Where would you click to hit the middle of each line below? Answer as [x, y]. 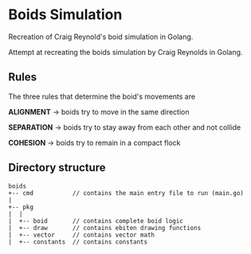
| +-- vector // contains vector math [82, 235]
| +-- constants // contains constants [78, 242]
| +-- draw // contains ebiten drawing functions [105, 228]
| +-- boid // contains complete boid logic [96, 221]
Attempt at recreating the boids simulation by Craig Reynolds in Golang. [125, 52]
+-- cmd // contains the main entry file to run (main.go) [126, 193]
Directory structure [57, 168]
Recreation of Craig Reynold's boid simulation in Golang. [101, 37]
